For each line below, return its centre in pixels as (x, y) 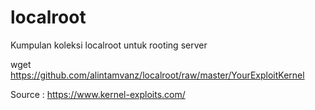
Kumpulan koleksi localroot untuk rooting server (109, 45)
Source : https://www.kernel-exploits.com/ (98, 94)
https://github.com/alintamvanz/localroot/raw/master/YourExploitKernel (157, 75)
